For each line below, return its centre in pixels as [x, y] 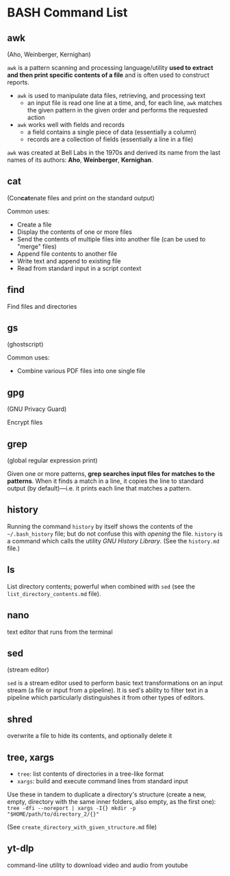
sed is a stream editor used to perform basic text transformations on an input [115, 683]
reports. [18, 82]
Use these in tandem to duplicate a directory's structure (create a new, [107, 794]
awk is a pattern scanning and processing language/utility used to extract [110, 68]
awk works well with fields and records [71, 125]
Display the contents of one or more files [74, 232]
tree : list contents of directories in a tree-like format [90, 774]
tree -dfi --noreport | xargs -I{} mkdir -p [72, 808]
